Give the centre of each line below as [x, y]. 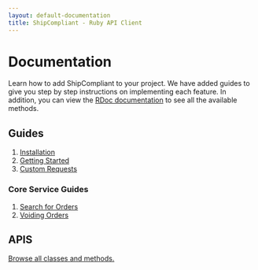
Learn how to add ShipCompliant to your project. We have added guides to [129, 83]
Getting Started [44, 161]
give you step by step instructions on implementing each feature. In [117, 92]
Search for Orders [49, 206]
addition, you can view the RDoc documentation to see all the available [123, 100]
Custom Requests [48, 169]
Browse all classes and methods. [61, 259]
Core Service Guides [48, 190]
